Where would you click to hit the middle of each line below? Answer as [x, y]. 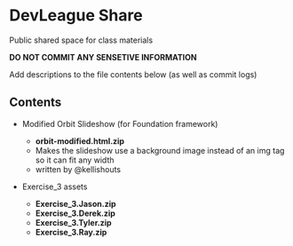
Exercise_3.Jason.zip [76, 203]
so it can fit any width [75, 160]
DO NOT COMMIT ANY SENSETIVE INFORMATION [103, 57]
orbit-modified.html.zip [80, 141]
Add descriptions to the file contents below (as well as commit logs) [133, 74]
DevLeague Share [76, 16]
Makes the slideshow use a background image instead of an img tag [160, 150]
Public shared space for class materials [81, 40]
